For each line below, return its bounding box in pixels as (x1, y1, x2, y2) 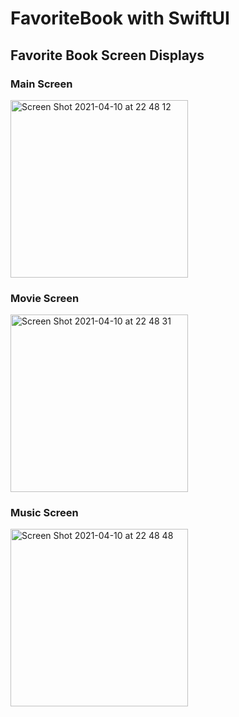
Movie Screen (10, 291, 80, 305)
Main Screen (10, 77, 73, 91)
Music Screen (10, 506, 79, 520)
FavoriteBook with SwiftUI (10, 7, 230, 30)
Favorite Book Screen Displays (10, 47, 205, 64)
